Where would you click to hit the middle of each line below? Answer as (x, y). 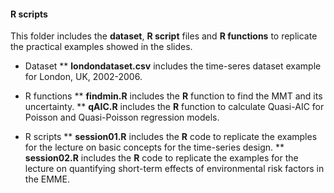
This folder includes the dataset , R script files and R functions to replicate (164, 36)
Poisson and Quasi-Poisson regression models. (122, 117)
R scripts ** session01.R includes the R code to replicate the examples (171, 137)
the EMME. (47, 179)
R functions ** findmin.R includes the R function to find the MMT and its (173, 96)
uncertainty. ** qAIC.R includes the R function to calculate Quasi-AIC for (174, 107)
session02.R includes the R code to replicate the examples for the (161, 158)
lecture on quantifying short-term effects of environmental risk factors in (174, 169)
